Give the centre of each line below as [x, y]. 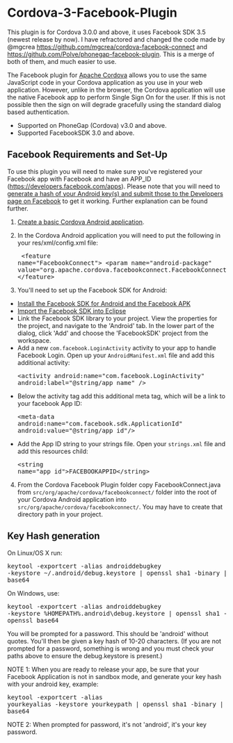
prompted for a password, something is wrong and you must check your [111, 648]
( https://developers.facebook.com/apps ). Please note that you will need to [114, 186]
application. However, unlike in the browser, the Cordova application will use [116, 90]
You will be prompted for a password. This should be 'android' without [108, 633]
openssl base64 [33, 620]
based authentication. [38, 112]
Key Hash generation [54, 536]
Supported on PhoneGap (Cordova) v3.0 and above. [92, 125]
